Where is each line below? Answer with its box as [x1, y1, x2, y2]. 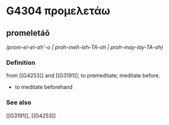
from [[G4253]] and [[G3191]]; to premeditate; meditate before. [6, 72, 161, 79]
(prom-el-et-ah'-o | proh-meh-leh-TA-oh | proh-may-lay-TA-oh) [6, 43, 164, 51]
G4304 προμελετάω [6, 4, 111, 18]
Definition [6, 58, 36, 67]
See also [6, 98, 32, 107]
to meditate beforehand [14, 83, 73, 90]
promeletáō [6, 28, 50, 38]
